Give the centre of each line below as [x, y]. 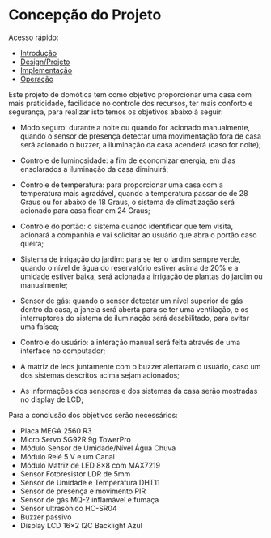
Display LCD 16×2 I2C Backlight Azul [81, 525]
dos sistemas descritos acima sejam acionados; [100, 375]
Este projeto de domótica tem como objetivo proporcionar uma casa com [130, 94]
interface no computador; [63, 351]
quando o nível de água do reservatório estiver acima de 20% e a [129, 267]
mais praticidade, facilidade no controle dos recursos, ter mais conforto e [131, 103]
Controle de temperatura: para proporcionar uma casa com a [122, 185]
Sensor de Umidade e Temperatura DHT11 [90, 482]
